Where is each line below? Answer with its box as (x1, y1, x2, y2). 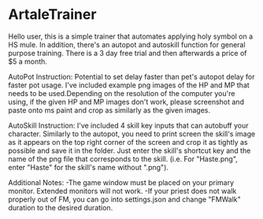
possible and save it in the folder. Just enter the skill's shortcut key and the (8, 146, 251, 155)
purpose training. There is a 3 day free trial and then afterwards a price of (8, 48, 247, 58)
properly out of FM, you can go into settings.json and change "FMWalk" (8, 195, 242, 204)
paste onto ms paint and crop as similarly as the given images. (8, 105, 211, 115)
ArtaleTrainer (8, 6, 97, 24)
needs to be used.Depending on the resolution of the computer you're (8, 88, 235, 98)
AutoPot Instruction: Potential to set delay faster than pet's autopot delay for (8, 72, 255, 81)
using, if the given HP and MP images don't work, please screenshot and (8, 97, 244, 106)
